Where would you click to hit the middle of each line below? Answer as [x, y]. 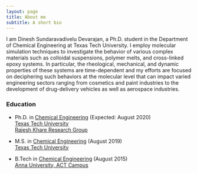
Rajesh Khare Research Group [51, 129]
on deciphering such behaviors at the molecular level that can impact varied [98, 76]
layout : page [22, 11]
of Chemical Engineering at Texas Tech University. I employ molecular [91, 45]
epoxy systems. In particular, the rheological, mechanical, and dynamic [92, 64]
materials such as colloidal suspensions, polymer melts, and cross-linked [95, 58]
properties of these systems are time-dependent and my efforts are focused [99, 71]
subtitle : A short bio [34, 22]
